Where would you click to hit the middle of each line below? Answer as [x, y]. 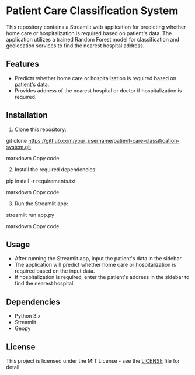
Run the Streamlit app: [41, 204]
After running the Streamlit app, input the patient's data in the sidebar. [98, 259]
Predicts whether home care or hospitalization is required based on [95, 78]
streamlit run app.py [30, 215]
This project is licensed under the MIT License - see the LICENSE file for [93, 361]
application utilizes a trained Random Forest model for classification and [93, 39]
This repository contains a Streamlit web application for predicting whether [96, 27]
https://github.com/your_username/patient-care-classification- [104, 140]
